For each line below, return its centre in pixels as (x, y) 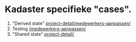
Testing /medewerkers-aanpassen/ (49, 28)
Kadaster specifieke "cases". (68, 9)
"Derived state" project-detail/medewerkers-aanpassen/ (71, 23)
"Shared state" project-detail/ (43, 34)
